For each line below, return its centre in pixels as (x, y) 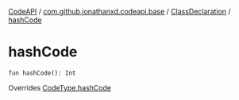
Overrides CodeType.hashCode (60, 87)
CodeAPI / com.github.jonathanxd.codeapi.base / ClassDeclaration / (120, 12)
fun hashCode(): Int (42, 73)
